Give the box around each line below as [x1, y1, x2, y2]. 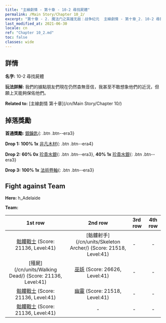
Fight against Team [5, 182, 66, 190]
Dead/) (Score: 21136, [9, 272, 62, 279]
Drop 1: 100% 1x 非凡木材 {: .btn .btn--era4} [5, 141, 94, 147]
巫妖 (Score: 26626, [74, 266, 122, 273]
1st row [26, 219, 45, 226]
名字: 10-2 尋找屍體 [5, 73, 44, 79]
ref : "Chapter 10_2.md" [5, 30, 54, 35]
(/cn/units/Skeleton [76, 238, 121, 245]
